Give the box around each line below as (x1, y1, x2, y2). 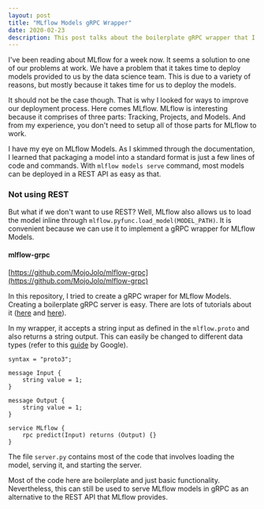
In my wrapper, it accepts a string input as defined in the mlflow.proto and (8, 323, 250, 333)
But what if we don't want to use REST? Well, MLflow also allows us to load (8, 206, 251, 217)
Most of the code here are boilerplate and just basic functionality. (8, 475, 221, 485)
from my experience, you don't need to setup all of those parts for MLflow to (8, 121, 257, 130)
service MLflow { (8, 424, 65, 432)
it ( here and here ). (8, 308, 67, 318)
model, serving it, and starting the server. (8, 460, 142, 470)
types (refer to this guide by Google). (8, 340, 128, 349)
